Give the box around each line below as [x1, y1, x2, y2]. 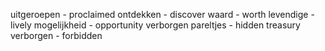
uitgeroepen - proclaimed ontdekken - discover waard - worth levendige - [10, 9, 315, 20]
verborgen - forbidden [10, 30, 103, 41]
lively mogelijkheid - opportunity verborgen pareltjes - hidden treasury [10, 19, 301, 31]
